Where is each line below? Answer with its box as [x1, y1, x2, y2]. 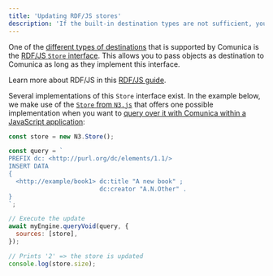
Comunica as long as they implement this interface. [8, 59, 180, 69]
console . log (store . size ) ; [8, 260, 96, 268]
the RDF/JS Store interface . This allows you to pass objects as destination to [8, 50, 264, 60]
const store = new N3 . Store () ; [8, 132, 115, 141]
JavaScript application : [8, 116, 85, 126]
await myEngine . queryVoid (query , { [8, 222, 129, 230]
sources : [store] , [15, 230, 79, 239]
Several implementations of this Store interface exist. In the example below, [8, 90, 261, 100]
